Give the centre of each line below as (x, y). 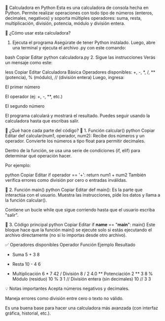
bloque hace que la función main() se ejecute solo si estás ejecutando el (79, 230)
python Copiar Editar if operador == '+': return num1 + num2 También (76, 175)
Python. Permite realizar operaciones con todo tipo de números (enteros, (79, 13)
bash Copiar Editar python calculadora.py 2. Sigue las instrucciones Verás (80, 57)
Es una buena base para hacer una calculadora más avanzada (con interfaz (82, 308)
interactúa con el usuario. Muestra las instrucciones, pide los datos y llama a (83, 195)
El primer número (23, 87)
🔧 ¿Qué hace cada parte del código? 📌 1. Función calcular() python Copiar (80, 130)
